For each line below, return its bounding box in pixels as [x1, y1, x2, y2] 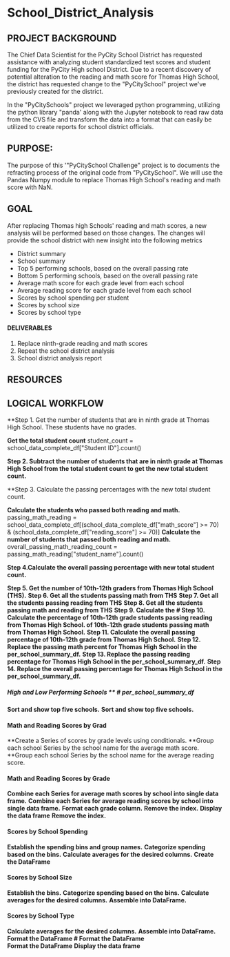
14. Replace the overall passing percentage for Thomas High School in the [7, 665, 222, 673]
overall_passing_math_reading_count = [7, 543, 118, 551]
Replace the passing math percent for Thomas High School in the [7, 643, 198, 651]
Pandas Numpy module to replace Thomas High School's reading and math [7, 175, 221, 184]
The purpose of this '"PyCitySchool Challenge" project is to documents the [7, 161, 220, 169]
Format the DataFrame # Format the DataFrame [7, 934, 145, 943]
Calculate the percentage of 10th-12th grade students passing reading [7, 613, 213, 622]
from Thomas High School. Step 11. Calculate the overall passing [7, 628, 196, 637]
